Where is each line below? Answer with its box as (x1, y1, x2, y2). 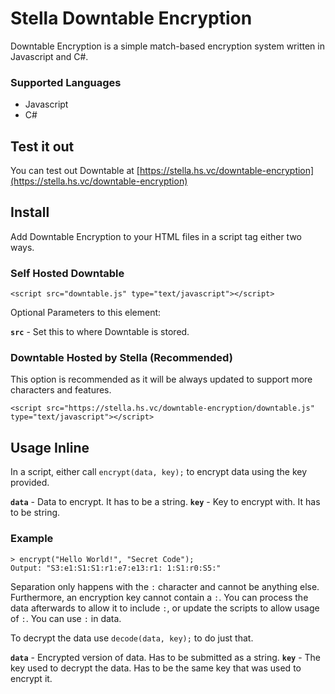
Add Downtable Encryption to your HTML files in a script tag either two (10, 230, 302, 242)
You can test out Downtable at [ (10, 165, 140, 177)
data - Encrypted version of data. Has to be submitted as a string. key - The (10, 651, 322, 663)
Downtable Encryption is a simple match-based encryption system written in (10, 40, 325, 52)
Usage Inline (10, 439, 90, 456)
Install (10, 204, 50, 221)
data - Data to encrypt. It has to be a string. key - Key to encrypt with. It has (10, 496, 321, 508)
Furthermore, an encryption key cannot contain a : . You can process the (10, 591, 309, 603)
